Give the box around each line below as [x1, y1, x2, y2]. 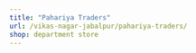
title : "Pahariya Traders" [9, 13, 111, 22]
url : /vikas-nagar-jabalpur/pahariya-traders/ [9, 22, 188, 31]
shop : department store [9, 30, 99, 39]
